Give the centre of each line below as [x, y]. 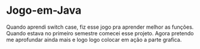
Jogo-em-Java [44, 10]
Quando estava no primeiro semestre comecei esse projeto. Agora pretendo [100, 33]
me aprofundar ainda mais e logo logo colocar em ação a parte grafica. [94, 39]
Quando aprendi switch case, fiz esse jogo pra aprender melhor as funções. [100, 27]
